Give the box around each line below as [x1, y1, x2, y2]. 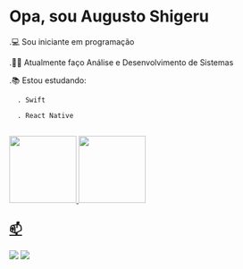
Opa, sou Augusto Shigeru [9, 6, 210, 27]
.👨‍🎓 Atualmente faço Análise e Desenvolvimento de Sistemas [9, 56, 234, 68]
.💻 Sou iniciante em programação [9, 36, 135, 46]
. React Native [17, 111, 74, 120]
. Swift [17, 96, 46, 105]
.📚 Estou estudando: [9, 74, 87, 86]
